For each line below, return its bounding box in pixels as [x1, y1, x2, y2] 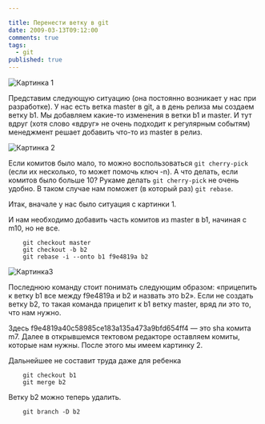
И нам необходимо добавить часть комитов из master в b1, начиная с [8, 215, 247, 224]
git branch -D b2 [22, 408, 81, 416]
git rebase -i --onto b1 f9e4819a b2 [22, 253, 149, 261]
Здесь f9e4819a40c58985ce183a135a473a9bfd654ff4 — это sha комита [8, 323, 251, 333]
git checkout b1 [22, 371, 78, 379]
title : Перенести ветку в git [8, 18, 110, 26]
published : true [8, 56, 62, 64]
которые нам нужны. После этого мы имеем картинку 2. [8, 341, 203, 350]
